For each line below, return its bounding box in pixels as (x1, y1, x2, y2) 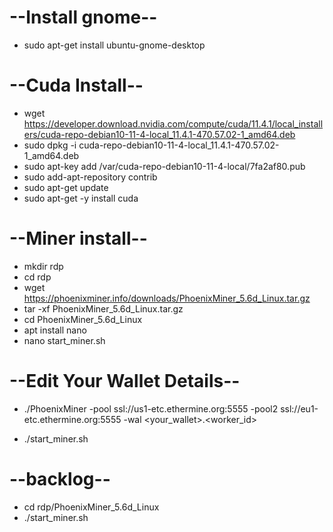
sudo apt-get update (23, 181, 109, 193)
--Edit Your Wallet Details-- (9, 370, 241, 392)
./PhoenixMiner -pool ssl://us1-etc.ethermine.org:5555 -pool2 (23, 402, 279, 415)
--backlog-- (9, 467, 111, 490)
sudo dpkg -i (23, 139, 77, 151)
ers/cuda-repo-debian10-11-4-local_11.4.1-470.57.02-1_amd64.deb (23, 128, 296, 140)
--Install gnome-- (9, 6, 158, 29)
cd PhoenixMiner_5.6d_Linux (23, 313, 143, 325)
